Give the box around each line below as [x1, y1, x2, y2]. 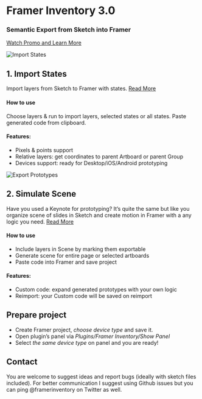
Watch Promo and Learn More [6, 39, 82, 46]
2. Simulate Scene [6, 189, 77, 199]
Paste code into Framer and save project [15, 258, 117, 266]
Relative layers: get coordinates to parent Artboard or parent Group [15, 153, 184, 160]
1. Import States [6, 68, 67, 79]
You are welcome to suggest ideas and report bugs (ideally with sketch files [6, 373, 197, 380]
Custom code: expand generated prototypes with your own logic [15, 286, 178, 293]
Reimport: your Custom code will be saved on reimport [15, 292, 152, 299]
